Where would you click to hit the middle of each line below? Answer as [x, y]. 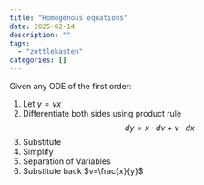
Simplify [38, 152]
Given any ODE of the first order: [71, 86]
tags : [20, 43]
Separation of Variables [66, 161]
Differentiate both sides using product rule [102, 113]
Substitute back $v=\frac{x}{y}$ [83, 171]
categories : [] [38, 60]
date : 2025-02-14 [42, 26]
